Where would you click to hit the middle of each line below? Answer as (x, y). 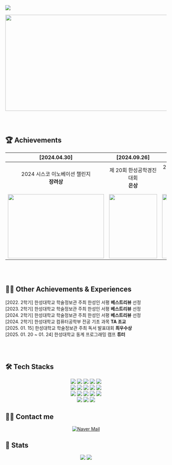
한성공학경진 (143, 170)
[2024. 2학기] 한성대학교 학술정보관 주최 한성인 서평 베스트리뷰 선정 (73, 315)
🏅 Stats (17, 445)
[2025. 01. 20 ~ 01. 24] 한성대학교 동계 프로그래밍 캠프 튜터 (65, 334)
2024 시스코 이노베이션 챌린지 (56, 174)
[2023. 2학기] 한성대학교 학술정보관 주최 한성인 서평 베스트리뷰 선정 (73, 309)
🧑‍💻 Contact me (29, 417)
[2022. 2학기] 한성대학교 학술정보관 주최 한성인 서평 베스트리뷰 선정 (73, 302)
